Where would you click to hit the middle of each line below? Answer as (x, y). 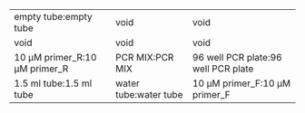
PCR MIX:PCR (144, 57)
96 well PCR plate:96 (237, 57)
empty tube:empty (53, 17)
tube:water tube (149, 94)
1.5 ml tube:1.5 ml (53, 83)
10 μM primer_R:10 (55, 57)
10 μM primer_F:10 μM (241, 83)
